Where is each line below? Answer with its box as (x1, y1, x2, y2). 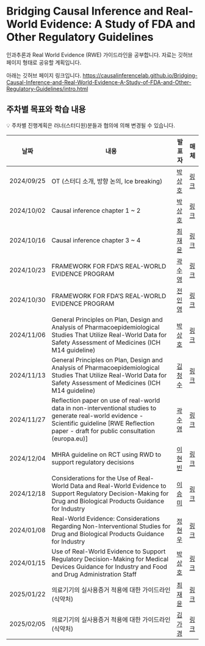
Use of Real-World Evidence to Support (51, 547, 166, 556)
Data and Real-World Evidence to (70, 481, 167, 490)
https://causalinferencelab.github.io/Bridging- (82, 71, 198, 79)
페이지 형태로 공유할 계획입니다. (6, 59, 82, 66)
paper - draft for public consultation (51, 426, 156, 435)
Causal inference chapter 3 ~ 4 (51, 236, 141, 245)
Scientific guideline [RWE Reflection (51, 419, 155, 428)
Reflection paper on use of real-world (51, 396, 160, 404)
